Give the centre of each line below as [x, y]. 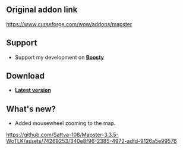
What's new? [31, 109]
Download [25, 76]
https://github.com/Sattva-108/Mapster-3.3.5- [62, 135]
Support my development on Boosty [59, 57]
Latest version [33, 90]
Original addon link [42, 10]
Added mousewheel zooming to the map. [65, 123]
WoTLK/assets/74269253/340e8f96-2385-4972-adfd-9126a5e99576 [91, 141]
